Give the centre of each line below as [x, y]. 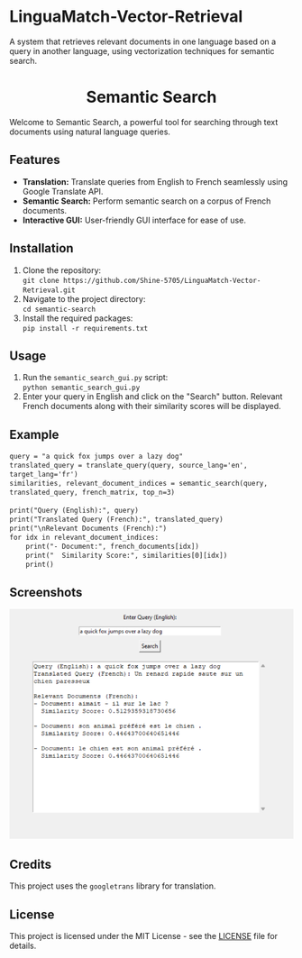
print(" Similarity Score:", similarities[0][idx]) [127, 556]
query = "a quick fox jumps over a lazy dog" [96, 457]
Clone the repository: [62, 270]
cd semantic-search [59, 309]
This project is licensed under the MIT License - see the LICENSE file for [143, 936]
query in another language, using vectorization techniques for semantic [142, 50]
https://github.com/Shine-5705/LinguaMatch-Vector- [162, 280]
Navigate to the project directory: [84, 298]
